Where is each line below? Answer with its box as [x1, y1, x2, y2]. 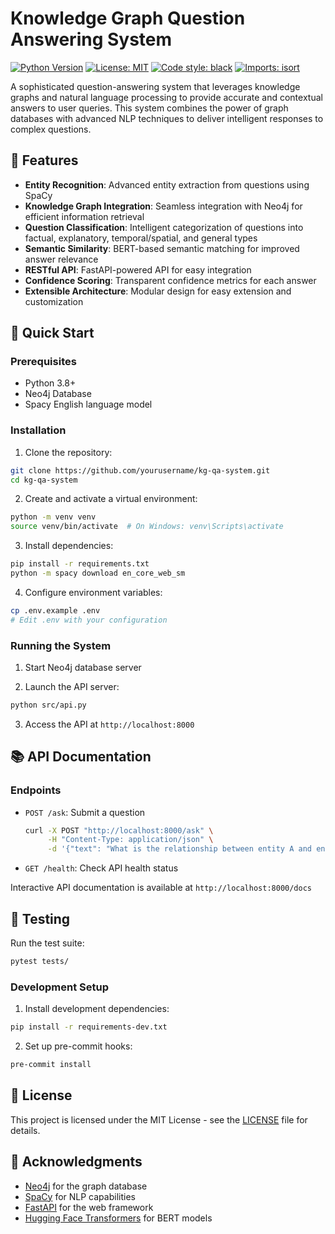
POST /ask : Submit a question [24, 806, 146, 818]
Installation [10, 423, 67, 437]
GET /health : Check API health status [24, 862, 179, 874]
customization [24, 295, 84, 307]
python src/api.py [10, 700, 87, 711]
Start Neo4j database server [24, 662, 142, 674]
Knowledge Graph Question [10, 7, 246, 30]
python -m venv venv [10, 512, 97, 522]
